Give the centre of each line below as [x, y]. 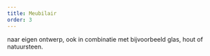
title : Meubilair [32, 13]
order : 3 [20, 20]
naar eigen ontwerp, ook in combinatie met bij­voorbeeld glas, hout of [105, 39]
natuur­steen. [25, 46]
